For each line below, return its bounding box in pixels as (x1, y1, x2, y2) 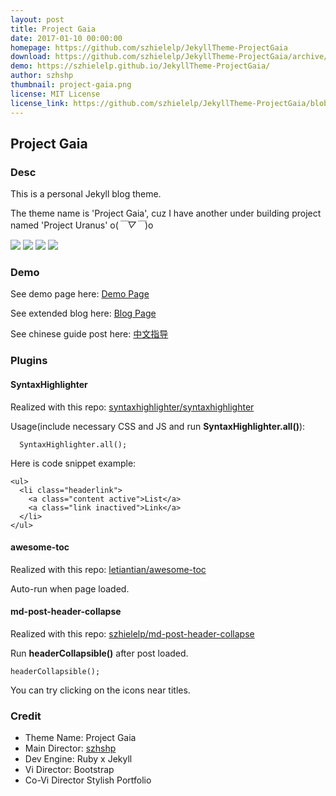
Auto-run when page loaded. (10, 582, 130, 595)
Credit (10, 709, 42, 723)
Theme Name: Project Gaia (24, 732, 137, 744)
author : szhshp (10, 71, 74, 81)
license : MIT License (10, 89, 101, 99)
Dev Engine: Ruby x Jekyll (24, 753, 133, 765)
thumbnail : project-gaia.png (10, 80, 132, 90)
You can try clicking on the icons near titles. (10, 684, 191, 696)
